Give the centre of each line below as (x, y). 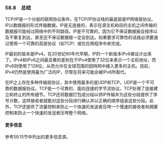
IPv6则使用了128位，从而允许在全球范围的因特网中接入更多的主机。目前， (79, 66)
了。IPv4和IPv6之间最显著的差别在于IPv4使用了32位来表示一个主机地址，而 (81, 60)
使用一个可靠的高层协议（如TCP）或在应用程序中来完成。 (66, 44)
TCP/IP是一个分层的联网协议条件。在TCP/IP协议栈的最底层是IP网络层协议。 (80, 19)
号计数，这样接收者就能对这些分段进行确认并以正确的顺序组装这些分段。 (77, 101)
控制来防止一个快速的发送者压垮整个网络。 (48, 113)
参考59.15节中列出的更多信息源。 (38, 137)
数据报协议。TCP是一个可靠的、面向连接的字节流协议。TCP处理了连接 (83, 89)
